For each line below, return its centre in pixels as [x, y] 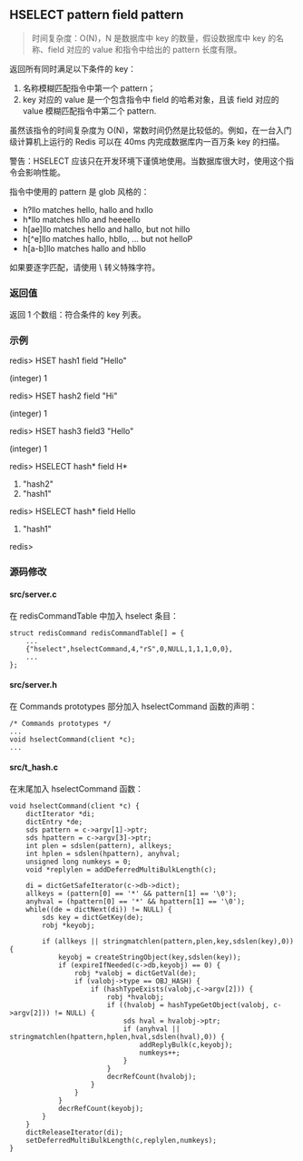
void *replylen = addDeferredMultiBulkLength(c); [122, 869]
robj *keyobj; [68, 925]
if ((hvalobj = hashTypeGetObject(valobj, [188, 1005]
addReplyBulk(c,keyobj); [186, 1045]
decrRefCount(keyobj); [101, 1108]
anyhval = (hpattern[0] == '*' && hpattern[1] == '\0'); [136, 901]
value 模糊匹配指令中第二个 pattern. [89, 111]
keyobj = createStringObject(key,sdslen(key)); [150, 957]
